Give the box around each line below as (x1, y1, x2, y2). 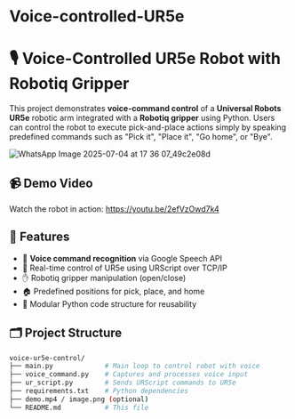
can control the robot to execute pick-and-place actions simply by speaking (9, 122, 287, 133)
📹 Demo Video (9, 175, 93, 190)
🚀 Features (9, 230, 70, 245)
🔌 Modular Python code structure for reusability (21, 298, 197, 309)
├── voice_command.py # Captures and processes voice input (9, 370, 249, 379)
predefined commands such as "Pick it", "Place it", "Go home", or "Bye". (9, 132, 273, 142)
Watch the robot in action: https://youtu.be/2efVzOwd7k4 (9, 203, 219, 214)
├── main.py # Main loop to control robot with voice (9, 362, 260, 371)
